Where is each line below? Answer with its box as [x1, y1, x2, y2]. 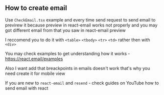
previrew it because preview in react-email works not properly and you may [5, 22, 158, 28]
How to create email [5, 4, 67, 12]
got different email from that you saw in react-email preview [5, 27, 126, 33]
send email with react [5, 85, 48, 91]
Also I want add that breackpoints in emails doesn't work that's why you [5, 65, 150, 71]
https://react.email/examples [5, 56, 63, 62]
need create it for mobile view [5, 71, 65, 76]
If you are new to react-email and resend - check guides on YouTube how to [5, 80, 159, 86]
